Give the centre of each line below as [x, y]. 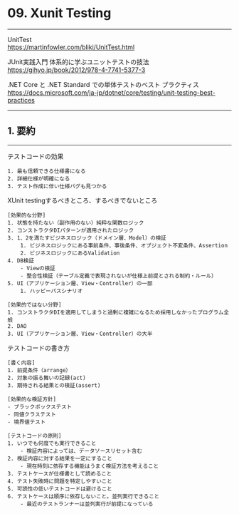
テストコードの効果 [36, 156]
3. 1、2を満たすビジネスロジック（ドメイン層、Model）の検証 [87, 238]
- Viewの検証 [38, 268]
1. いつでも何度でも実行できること [52, 443]
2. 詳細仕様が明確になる [39, 179]
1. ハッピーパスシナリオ [52, 291]
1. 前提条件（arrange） [39, 370]
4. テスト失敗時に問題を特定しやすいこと [60, 481]
